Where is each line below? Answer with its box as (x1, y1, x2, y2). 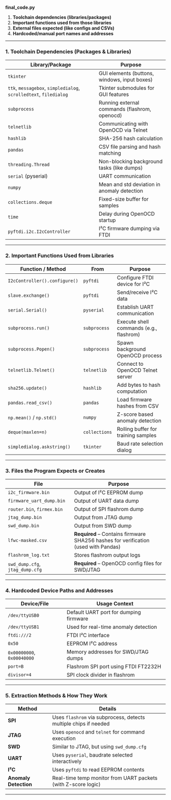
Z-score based (117, 411, 154, 418)
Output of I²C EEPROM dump (74, 489, 144, 496)
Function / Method (20, 265, 66, 272)
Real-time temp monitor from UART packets (52, 774, 158, 782)
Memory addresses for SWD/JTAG (67, 648, 149, 655)
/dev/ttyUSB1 (8, 624, 40, 630)
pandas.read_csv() (8, 399, 52, 406)
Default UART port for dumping (67, 609, 141, 616)
